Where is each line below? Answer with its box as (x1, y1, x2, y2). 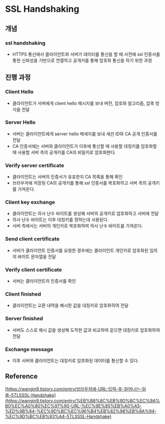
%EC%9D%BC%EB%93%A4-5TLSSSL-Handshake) (5, 413, 112, 419)
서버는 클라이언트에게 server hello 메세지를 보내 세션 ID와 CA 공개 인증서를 (12, 131, 158, 137)
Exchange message (5, 346, 53, 352)
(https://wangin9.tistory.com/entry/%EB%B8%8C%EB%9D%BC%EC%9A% (5, 397, 160, 403)
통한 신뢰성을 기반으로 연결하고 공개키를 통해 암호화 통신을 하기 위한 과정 (12, 57, 152, 63)
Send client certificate (5, 235, 60, 242)
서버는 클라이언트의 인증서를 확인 (12, 278, 76, 284)
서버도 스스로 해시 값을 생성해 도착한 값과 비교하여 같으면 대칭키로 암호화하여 (12, 327, 161, 333)
